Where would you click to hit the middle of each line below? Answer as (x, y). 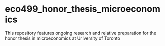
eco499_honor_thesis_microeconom (83, 9)
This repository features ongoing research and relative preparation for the (81, 33)
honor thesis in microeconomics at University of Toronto (63, 38)
